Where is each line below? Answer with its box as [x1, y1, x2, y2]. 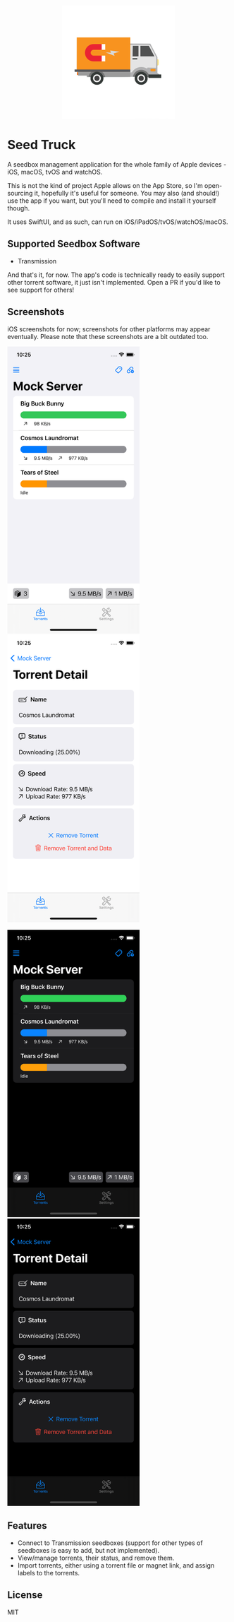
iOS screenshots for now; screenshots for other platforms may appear [7, 324, 211, 333]
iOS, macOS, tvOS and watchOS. [7, 167, 103, 176]
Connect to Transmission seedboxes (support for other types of [17, 1539, 203, 1547]
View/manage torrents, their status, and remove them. [17, 1553, 175, 1562]
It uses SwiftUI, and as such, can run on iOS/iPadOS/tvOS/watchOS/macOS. [7, 218, 228, 226]
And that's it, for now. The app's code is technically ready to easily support [7, 271, 226, 279]
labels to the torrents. [17, 1568, 80, 1577]
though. [7, 203, 30, 212]
